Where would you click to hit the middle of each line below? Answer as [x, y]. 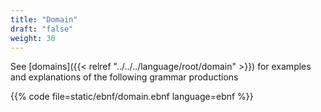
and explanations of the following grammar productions [124, 77]
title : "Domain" [44, 19]
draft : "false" [42, 29]
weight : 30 [33, 38]
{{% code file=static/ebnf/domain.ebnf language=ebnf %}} [132, 97]
